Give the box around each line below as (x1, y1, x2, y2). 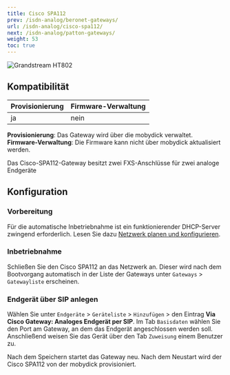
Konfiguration (7, 186, 68, 198)
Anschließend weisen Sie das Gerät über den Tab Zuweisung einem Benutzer (7, 332, 223, 341)
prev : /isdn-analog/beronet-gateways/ (7, 17, 118, 23)
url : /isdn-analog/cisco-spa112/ (7, 23, 103, 30)
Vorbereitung (7, 207, 53, 216)
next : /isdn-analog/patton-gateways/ (7, 29, 116, 37)
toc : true (7, 42, 36, 49)
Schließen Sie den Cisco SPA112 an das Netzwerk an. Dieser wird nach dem (7, 263, 222, 271)
